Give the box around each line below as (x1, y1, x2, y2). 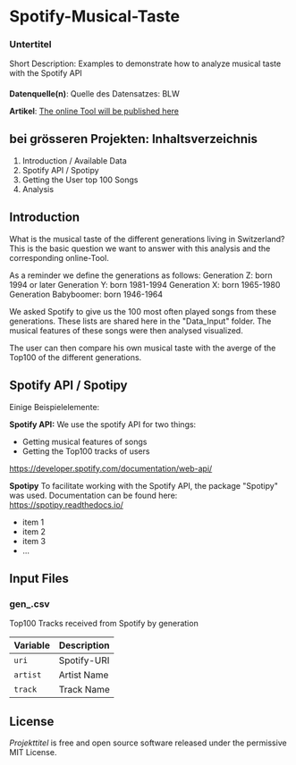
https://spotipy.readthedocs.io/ (9, 499, 123, 510)
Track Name (58, 684, 110, 696)
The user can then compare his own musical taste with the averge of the (9, 342, 276, 353)
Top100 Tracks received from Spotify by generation (9, 618, 199, 629)
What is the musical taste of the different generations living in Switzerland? (9, 233, 285, 244)
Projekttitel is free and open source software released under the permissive (9, 737, 288, 748)
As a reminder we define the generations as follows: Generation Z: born (9, 270, 273, 281)
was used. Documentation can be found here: (9, 490, 178, 500)
